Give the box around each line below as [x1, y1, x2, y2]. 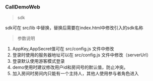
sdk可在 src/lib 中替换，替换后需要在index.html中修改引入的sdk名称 [5, 25, 144, 31]
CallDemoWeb [5, 3, 41, 10]
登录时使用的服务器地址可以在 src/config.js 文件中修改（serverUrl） [12, 52, 152, 58]
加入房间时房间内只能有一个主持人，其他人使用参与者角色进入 [12, 71, 139, 77]
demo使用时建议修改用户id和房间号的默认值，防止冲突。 [12, 64, 128, 70]
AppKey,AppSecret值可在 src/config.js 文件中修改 [12, 46, 114, 52]
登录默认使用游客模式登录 [12, 58, 65, 64]
